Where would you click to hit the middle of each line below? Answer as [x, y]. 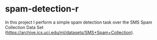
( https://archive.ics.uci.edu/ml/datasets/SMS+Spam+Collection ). [70, 32]
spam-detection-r [42, 9]
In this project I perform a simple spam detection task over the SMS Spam [79, 22]
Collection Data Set [24, 27]
